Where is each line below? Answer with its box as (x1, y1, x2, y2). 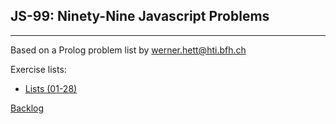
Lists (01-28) (24, 82, 78, 94)
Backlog (10, 102, 45, 114)
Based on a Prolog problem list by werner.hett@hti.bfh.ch (10, 44, 247, 56)
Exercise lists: (10, 63, 67, 75)
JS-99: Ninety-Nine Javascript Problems (10, 8, 270, 25)
